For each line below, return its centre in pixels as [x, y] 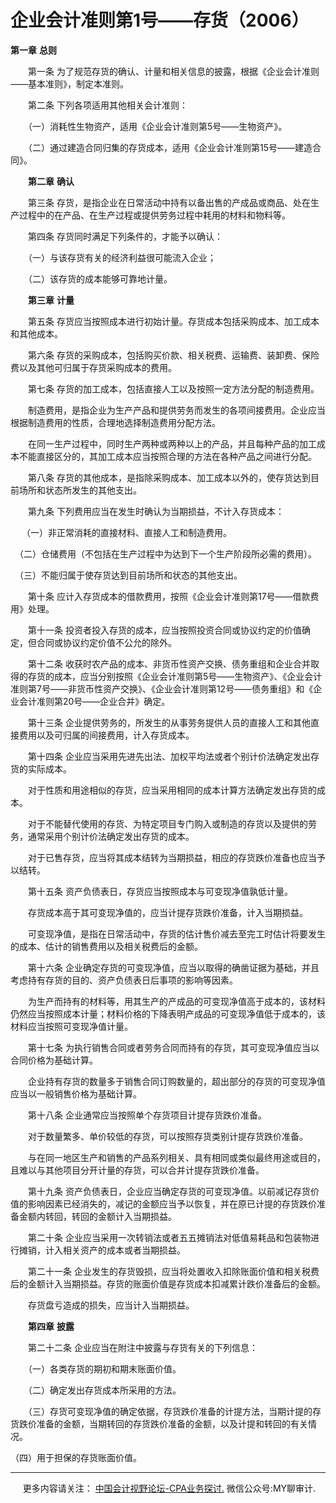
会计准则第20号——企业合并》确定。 [94, 701]
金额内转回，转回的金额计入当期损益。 [97, 1216]
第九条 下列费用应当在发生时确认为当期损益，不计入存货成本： [156, 511]
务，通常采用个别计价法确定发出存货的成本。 [102, 836]
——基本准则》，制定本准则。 [69, 83]
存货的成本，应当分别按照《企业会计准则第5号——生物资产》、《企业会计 [175, 676]
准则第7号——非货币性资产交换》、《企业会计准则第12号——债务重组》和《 [162, 688]
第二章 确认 [51, 181]
